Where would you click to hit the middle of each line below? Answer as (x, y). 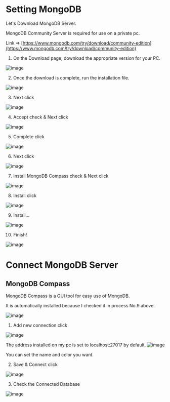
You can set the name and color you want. (50, 354)
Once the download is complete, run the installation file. (71, 77)
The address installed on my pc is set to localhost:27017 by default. (76, 345)
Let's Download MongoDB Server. (41, 23)
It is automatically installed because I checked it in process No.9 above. (80, 305)
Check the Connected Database (47, 384)
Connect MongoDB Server (62, 265)
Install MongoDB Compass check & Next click (61, 176)
